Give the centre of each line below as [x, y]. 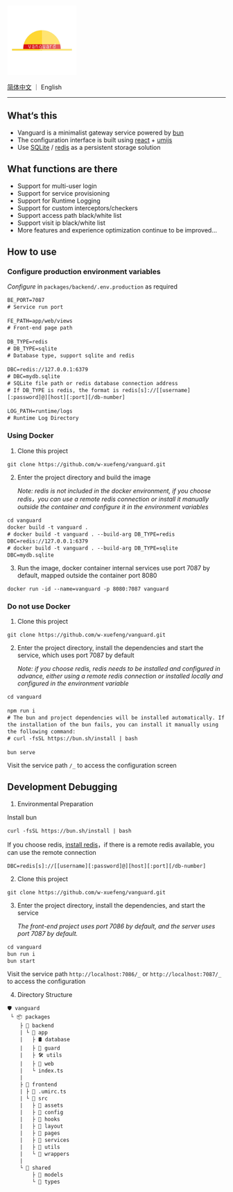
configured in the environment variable [73, 683]
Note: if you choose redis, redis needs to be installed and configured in [119, 668]
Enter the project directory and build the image [84, 477]
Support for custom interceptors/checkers [77, 208]
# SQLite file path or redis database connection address [93, 384]
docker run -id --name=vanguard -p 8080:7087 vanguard [88, 589]
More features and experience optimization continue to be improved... [117, 230]
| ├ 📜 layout [42, 1126]
